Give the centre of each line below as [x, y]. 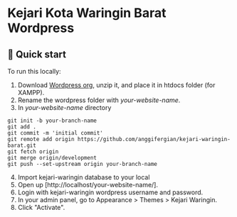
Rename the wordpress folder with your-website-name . [99, 100]
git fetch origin [33, 152]
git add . [22, 127]
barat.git [22, 145]
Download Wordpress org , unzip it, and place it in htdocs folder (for [116, 85]
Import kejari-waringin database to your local [84, 177]
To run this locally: [35, 71]
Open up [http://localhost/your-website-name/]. [88, 185]
